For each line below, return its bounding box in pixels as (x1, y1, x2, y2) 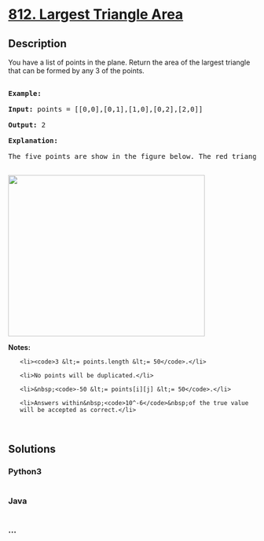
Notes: (8, 343, 31, 351)
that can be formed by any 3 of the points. (8, 66, 145, 75)
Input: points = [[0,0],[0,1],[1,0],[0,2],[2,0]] (8, 105, 203, 113)
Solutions (8, 443, 57, 456)
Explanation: (8, 136, 59, 145)
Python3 (8, 466, 42, 477)
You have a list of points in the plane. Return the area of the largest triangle (8, 57, 251, 67)
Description (8, 37, 67, 50)
